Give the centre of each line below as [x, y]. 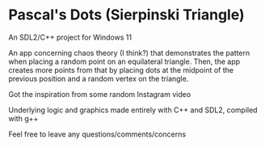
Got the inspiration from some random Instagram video [100, 94]
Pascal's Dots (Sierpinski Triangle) [126, 15]
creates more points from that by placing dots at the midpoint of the [121, 69]
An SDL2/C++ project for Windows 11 [70, 37]
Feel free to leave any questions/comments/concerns [97, 134]
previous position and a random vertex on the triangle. [99, 78]
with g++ [23, 118]
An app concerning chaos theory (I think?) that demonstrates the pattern [129, 52]
